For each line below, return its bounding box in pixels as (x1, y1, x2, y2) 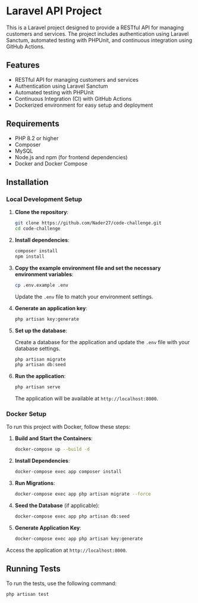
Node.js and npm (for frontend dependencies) (14, 153, 128, 160)
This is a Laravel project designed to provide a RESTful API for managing (6, 24, 184, 31)
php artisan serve (14, 384, 61, 390)
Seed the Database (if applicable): (14, 502, 100, 509)
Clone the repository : (14, 209, 69, 216)
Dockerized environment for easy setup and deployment (14, 101, 153, 109)
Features (6, 60, 40, 70)
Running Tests (6, 564, 61, 574)
